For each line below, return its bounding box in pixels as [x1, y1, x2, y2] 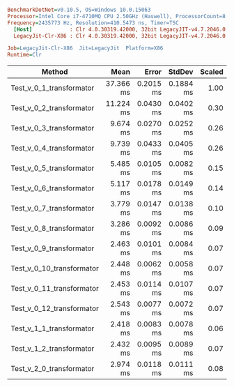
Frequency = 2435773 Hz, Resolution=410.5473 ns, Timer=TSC [7, 19, 179, 26]
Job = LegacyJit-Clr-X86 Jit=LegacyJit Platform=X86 [7, 45, 164, 52]
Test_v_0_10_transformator [10, 264, 100, 273]
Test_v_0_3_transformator [10, 123, 95, 133]
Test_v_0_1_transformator [10, 83, 95, 93]
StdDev [168, 67, 194, 77]
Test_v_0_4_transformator [10, 144, 95, 153]
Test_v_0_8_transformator [10, 224, 95, 234]
